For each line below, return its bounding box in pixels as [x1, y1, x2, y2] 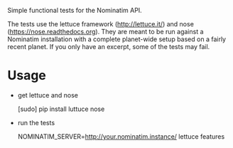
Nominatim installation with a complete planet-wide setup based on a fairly [7, 35, 226, 43]
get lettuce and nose [17, 90, 79, 99]
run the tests [17, 118, 55, 127]
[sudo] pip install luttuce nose [17, 105, 105, 113]
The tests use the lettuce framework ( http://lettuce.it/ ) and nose [7, 20, 194, 28]
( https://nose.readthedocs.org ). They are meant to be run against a [7, 28, 204, 36]
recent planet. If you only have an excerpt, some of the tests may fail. [7, 43, 210, 51]
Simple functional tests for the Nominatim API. [7, 6, 142, 14]
